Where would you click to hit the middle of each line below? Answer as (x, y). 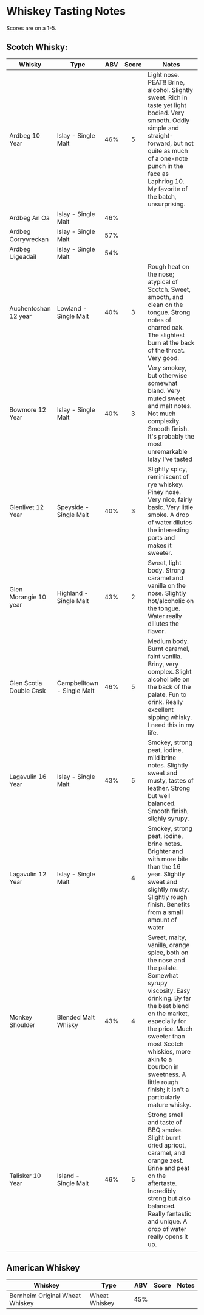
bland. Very (164, 390)
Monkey (21, 1017)
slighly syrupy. (168, 819)
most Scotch (166, 1044)
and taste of (165, 1122)
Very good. (164, 358)
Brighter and (165, 851)
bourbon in (163, 1066)
